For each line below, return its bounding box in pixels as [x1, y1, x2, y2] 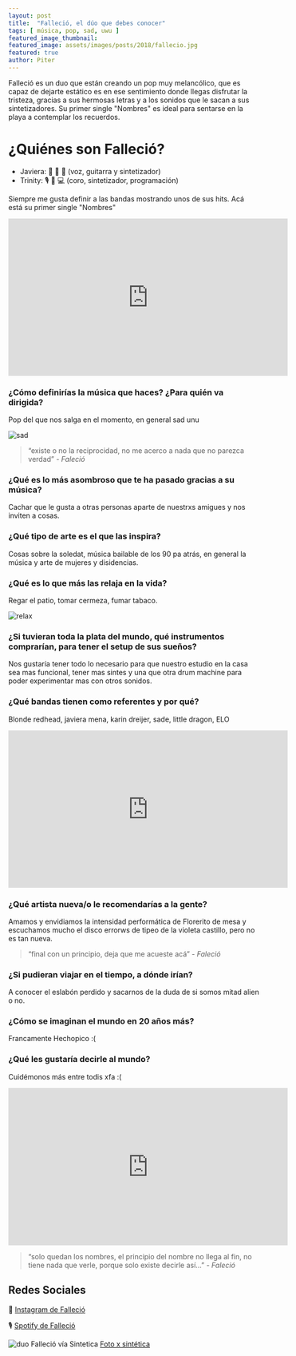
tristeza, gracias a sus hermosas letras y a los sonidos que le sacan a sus [8, 95, 250, 105]
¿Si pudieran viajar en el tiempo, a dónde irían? [8, 968, 193, 980]
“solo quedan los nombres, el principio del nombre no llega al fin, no [27, 1251, 253, 1261]
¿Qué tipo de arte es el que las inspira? [8, 531, 161, 542]
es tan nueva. [8, 933, 53, 943]
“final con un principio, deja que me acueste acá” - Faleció [27, 948, 221, 959]
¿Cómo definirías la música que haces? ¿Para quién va [8, 387, 224, 398]
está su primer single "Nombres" [8, 202, 116, 212]
